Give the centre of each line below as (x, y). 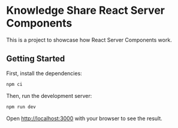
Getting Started (36, 59)
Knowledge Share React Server (85, 11)
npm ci (14, 84)
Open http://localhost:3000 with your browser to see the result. (85, 118)
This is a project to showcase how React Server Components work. (89, 40)
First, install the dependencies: (44, 73)
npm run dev (21, 107)
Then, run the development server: (49, 96)
